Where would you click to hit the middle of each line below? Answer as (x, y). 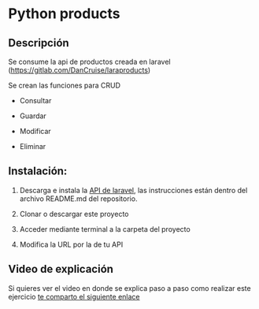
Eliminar (33, 146)
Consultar (35, 101)
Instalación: (38, 171)
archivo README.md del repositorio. (78, 199)
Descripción (39, 43)
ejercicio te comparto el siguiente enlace (74, 296)
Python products (64, 14)
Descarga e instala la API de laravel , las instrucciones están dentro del (133, 190)
